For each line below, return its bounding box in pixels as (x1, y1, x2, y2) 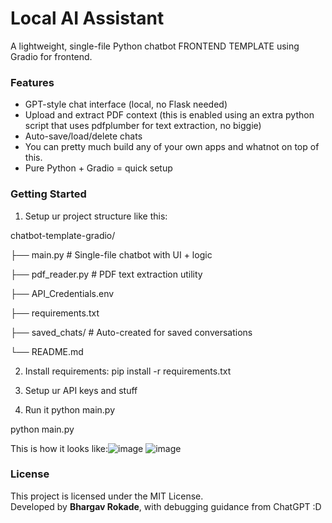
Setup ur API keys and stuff (24, 384, 138, 396)
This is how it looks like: (10, 442, 109, 454)
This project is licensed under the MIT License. (10, 490, 204, 502)
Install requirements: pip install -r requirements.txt (24, 365, 232, 377)
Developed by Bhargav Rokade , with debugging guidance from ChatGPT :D (10, 500, 322, 512)
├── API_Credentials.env (10, 287, 115, 299)
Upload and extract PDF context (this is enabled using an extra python (24, 109, 315, 121)
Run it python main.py (24, 403, 116, 416)
